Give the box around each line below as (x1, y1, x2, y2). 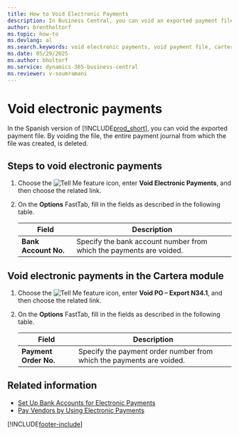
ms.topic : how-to (7, 30, 59, 38)
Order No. (21, 355, 55, 365)
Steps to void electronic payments (7, 159, 162, 172)
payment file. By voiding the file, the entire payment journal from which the (7, 132, 226, 140)
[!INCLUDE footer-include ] (7, 419, 83, 428)
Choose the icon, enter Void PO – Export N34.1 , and (17, 289, 223, 298)
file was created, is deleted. (7, 140, 89, 148)
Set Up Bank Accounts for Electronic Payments (17, 398, 156, 407)
